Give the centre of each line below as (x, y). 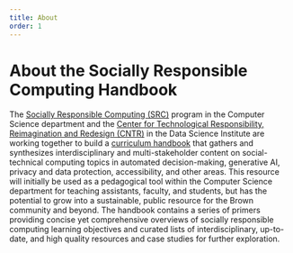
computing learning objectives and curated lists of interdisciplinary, (134, 230)
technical (26, 162)
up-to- (272, 230)
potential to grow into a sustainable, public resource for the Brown (132, 201)
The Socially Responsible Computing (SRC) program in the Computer (137, 114)
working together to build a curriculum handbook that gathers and (132, 143)
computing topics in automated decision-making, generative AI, (162, 162)
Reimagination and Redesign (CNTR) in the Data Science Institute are (137, 134)
